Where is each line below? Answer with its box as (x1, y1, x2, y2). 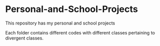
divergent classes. (5, 35, 44, 41)
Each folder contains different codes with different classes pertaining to (5, 29, 155, 35)
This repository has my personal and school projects (5, 20, 115, 26)
